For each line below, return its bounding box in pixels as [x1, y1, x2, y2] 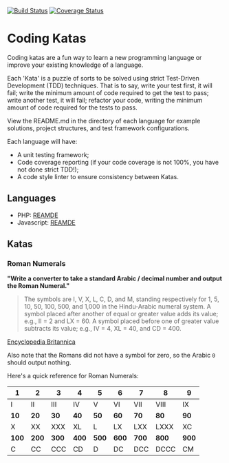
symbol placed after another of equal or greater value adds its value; [23, 310, 219, 318]
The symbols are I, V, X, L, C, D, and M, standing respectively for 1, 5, [23, 295, 219, 303]
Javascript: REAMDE [17, 218, 76, 227]
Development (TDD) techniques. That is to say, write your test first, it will [7, 81, 213, 90]
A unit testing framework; [17, 150, 89, 158]
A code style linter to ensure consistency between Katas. [17, 172, 179, 181]
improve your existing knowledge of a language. [7, 61, 144, 69]
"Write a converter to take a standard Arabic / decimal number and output [7, 274, 222, 282]
